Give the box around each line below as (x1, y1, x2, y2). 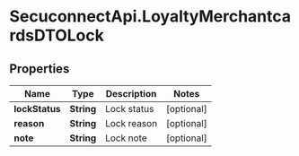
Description (105, 88, 157, 100)
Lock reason (104, 117, 158, 129)
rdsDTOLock (9, 25, 105, 46)
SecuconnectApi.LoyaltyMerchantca (9, 6, 292, 27)
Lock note (104, 132, 147, 144)
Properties (9, 61, 70, 76)
